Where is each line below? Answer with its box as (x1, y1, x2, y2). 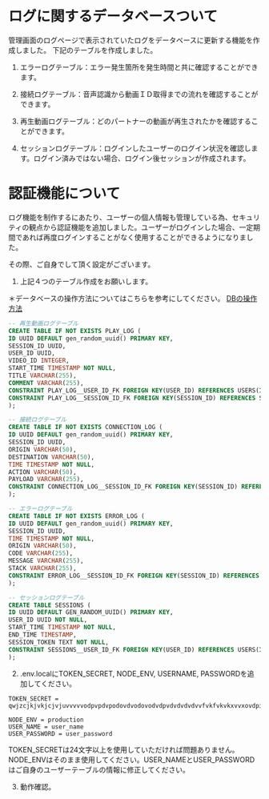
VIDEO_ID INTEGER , (8, 357, 70, 365)
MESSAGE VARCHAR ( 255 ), (8, 557, 84, 565)
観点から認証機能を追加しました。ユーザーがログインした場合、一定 (29, 222, 254, 232)
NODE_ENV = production (8, 716, 84, 724)
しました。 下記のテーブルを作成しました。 (14, 45, 158, 54)
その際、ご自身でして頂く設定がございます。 (8, 259, 155, 269)
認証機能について (8, 185, 121, 203)
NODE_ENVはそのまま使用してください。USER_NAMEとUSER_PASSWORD (8, 754, 255, 765)
